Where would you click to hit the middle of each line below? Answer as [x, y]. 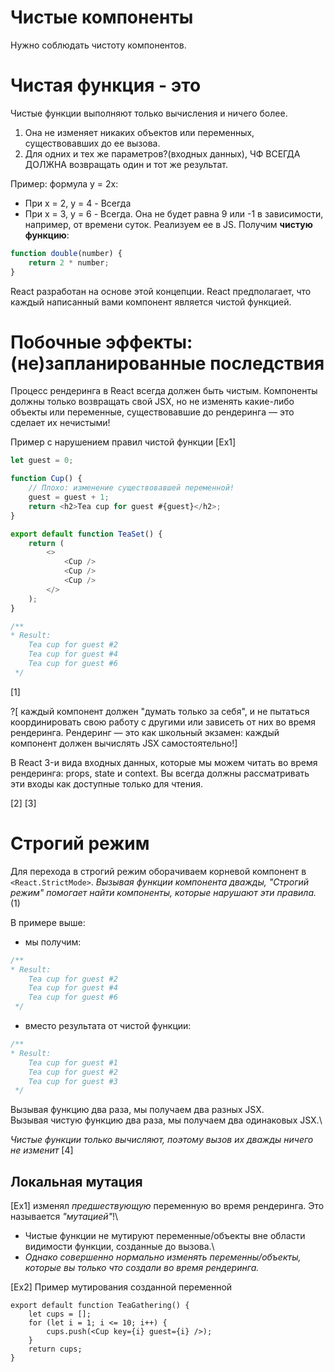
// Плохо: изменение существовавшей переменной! [131, 488]
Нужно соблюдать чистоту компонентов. [98, 45]
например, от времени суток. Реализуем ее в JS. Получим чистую [168, 224]
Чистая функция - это [106, 85]
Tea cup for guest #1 [73, 1062]
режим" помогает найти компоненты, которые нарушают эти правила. [163, 892]
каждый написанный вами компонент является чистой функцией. [151, 302]
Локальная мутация [76, 1181]
